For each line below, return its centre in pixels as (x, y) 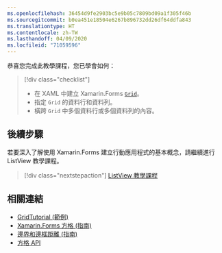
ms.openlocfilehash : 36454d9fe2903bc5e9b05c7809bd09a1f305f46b (99, 13)
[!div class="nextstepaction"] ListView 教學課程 (91, 175)
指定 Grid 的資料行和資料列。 (75, 102)
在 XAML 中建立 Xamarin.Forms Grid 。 (88, 94)
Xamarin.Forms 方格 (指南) (54, 225)
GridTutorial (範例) (42, 217)
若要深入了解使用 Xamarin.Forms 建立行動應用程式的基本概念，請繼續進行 (111, 152)
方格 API (29, 242)
